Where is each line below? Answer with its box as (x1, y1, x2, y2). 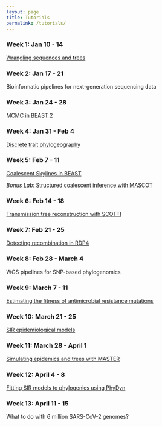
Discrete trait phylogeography (6, 141, 80, 148)
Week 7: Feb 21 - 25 (6, 226, 65, 234)
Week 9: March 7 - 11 (6, 283, 68, 292)
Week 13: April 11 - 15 (6, 399, 69, 407)
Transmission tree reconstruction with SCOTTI (6, 211, 122, 218)
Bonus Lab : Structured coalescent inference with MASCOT (6, 181, 153, 189)
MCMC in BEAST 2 (6, 112, 53, 119)
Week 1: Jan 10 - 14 (6, 40, 63, 49)
